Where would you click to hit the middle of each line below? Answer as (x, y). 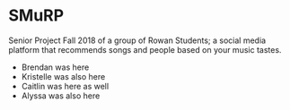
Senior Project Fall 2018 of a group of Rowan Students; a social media (137, 40)
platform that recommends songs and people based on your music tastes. (145, 49)
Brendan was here (55, 67)
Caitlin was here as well (65, 86)
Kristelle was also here (63, 76)
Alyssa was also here (61, 96)
